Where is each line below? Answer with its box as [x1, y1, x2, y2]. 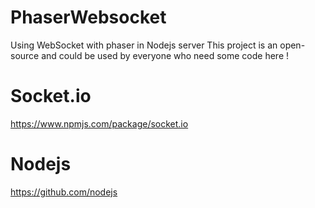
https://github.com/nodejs [10, 186, 118, 198]
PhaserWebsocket [10, 6, 167, 29]
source [10, 49, 40, 61]
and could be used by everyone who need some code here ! [41, 49, 290, 61]
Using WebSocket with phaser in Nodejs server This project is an [10, 39, 278, 51]
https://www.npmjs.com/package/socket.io [10, 117, 189, 130]
